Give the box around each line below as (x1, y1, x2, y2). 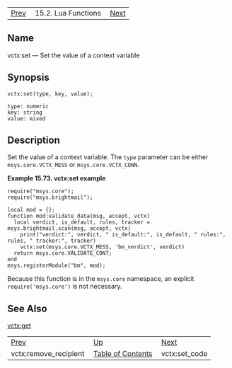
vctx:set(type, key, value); (7, 90, 93, 98)
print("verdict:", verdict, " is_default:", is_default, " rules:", (20, 231, 226, 238)
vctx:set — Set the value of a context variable (7, 51, 140, 59)
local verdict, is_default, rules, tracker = (13, 219, 151, 226)
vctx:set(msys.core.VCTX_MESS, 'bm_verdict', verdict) (20, 243, 185, 251)
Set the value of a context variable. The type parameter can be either (7, 153, 209, 161)
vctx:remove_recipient (11, 349, 85, 359)
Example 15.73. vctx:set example (7, 174, 106, 183)
